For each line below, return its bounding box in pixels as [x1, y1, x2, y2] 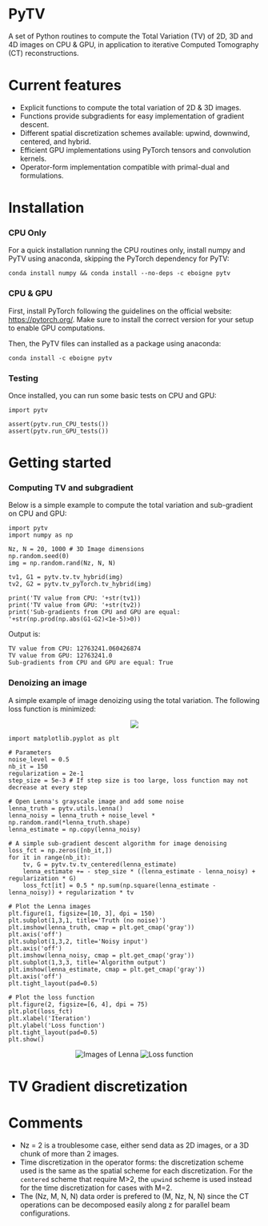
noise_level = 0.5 [8, 755, 70, 764]
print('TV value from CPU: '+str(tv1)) [8, 594, 142, 602]
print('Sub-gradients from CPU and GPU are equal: [8, 609, 181, 617]
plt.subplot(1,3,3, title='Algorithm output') [8, 958, 166, 966]
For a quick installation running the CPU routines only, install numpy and [8, 246, 246, 255]
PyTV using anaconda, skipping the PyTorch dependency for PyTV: [8, 254, 230, 264]
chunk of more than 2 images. [19, 1148, 119, 1158]
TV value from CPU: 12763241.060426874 [8, 645, 142, 653]
